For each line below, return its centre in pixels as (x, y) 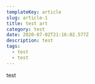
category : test (26, 29)
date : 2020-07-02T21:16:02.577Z (47, 35)
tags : (13, 47)
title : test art (27, 23)
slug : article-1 (27, 18)
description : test (30, 40)
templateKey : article (34, 12)
